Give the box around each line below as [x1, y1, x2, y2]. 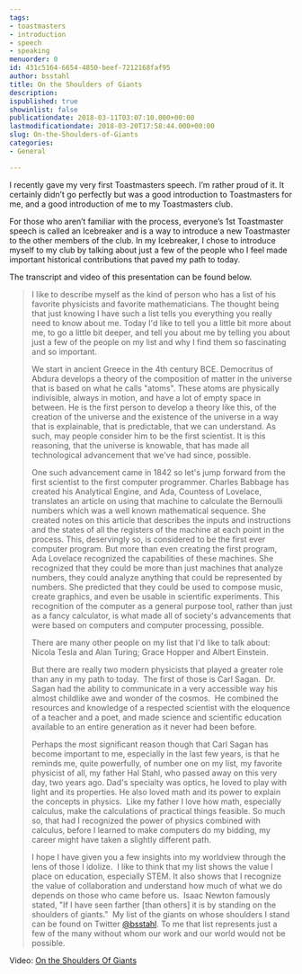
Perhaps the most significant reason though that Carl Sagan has [31, 739, 269, 749]
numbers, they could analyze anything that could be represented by [31, 571, 283, 582]
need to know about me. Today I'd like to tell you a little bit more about [31, 317, 292, 328]
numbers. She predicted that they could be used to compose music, [31, 581, 283, 592]
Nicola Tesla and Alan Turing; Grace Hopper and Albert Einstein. [31, 646, 270, 657]
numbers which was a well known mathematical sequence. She [31, 505, 267, 516]
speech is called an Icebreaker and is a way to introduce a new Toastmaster [9, 226, 290, 236]
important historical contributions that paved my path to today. [9, 253, 241, 265]
